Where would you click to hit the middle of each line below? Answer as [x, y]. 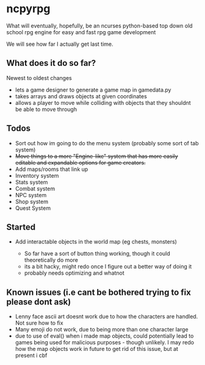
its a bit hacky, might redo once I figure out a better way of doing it [108, 267]
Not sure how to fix [39, 323]
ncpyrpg [28, 9]
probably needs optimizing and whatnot [74, 273]
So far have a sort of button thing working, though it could [97, 254]
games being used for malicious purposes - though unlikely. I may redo [104, 342]
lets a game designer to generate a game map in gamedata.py [93, 90]
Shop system [32, 201]
